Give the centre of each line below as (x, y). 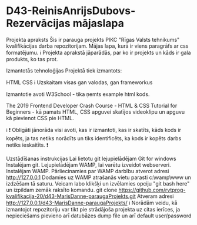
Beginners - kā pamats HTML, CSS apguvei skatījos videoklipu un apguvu (96, 112)
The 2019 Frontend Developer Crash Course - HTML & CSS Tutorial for (92, 105)
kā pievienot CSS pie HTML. (40, 118)
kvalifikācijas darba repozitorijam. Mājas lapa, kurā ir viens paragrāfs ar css (97, 46)
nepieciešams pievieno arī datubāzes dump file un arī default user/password (99, 216)
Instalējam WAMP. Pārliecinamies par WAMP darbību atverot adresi (88, 171)
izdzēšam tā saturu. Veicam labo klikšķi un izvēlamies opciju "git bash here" (98, 183)
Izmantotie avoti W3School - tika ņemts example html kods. (78, 94)
